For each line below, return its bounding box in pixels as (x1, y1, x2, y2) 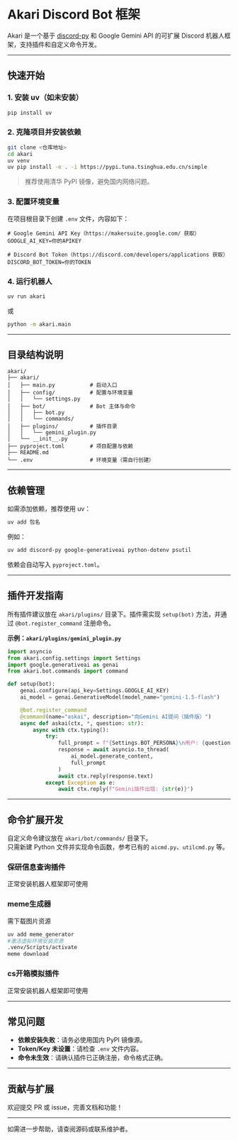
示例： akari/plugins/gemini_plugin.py (7, 633, 122, 642)
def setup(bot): (7, 680, 55, 688)
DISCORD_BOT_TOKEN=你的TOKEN (7, 258, 91, 266)
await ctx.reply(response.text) (57, 773, 154, 780)
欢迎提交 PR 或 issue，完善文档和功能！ (7, 1103, 123, 1112)
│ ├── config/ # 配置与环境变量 (7, 389, 133, 397)
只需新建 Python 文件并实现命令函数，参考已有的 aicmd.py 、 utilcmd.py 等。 (7, 843, 229, 851)
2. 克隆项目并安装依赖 (7, 127, 81, 137)
